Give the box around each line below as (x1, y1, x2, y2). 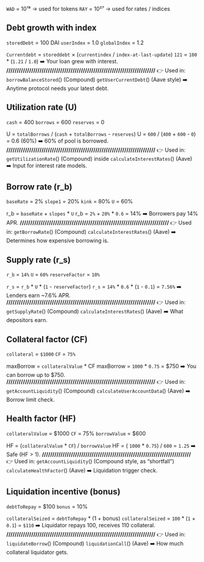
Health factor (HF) (6, 413, 76, 424)
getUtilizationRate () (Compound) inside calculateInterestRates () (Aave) (6, 155, 193, 162)
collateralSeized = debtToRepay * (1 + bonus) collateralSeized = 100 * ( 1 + (6, 515, 196, 522)
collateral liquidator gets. (6, 548, 69, 556)
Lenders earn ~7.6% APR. (6, 292, 71, 299)
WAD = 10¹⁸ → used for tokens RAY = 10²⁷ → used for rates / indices (6, 5, 171, 12)
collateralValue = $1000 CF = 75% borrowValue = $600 (6, 429, 146, 437)
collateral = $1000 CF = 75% (6, 350, 76, 358)
